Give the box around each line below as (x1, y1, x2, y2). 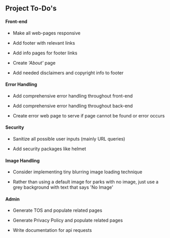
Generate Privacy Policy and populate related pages (12, 217, 123, 224)
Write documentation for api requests (12, 227, 92, 233)
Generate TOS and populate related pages (12, 207, 103, 213)
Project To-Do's (5, 4, 57, 13)
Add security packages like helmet (12, 146, 86, 152)
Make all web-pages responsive (12, 30, 81, 36)
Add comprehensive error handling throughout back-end (12, 103, 133, 109)
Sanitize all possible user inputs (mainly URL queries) (12, 136, 125, 142)
